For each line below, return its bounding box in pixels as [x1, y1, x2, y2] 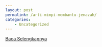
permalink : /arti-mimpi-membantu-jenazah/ [5, 12, 97, 17]
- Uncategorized [14, 21, 49, 27]
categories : [5, 17, 31, 22]
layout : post [5, 7, 33, 13]
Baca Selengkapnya [5, 36, 47, 42]
